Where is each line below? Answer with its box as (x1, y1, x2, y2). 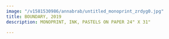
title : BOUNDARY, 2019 (6, 14, 62, 19)
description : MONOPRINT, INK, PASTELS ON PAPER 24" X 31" (6, 19, 151, 25)
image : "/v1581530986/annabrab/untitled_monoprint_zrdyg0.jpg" (6, 8, 164, 14)
